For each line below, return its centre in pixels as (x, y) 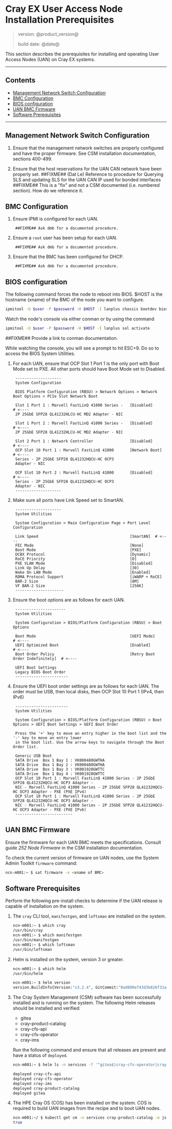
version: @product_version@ (48, 34)
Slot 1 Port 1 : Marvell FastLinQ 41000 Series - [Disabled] (84, 405)
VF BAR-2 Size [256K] (79, 586)
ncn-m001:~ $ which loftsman (44, 945)
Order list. (25, 747)
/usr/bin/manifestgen (36, 940)
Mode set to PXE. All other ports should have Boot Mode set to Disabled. (89, 369)
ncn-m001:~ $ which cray (39, 926)
